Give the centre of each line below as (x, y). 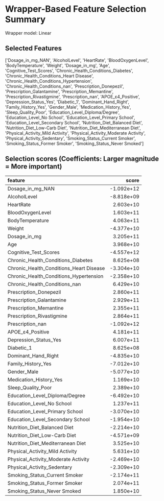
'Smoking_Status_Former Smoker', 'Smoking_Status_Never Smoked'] (74, 143)
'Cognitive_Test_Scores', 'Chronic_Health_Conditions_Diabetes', (69, 71)
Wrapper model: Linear (28, 33)
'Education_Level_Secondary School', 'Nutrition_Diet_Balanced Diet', (74, 122)
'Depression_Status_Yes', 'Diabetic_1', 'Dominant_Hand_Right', (67, 102)
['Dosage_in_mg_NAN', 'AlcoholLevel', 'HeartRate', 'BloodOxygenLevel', (77, 60)
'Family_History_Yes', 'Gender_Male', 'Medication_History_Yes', (68, 107)
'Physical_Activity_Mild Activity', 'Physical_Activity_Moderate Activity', (75, 133)
